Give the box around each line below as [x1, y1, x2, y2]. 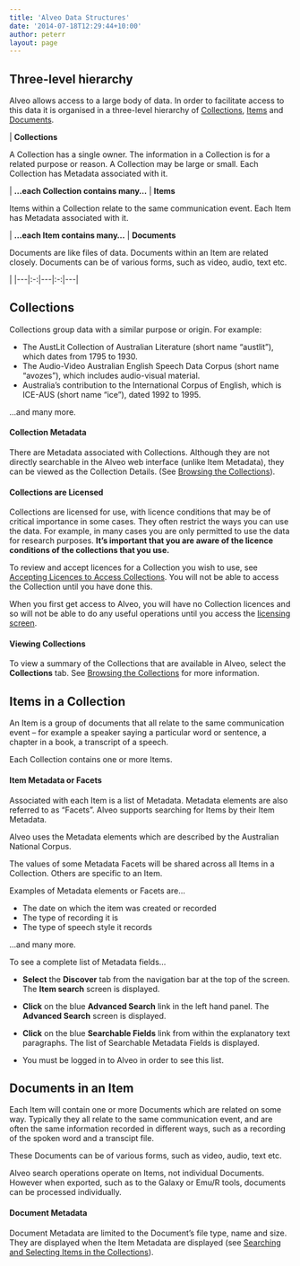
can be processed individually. [9, 1187, 123, 1198]
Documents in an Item [9, 1080, 134, 1095]
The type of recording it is [21, 912, 119, 923]
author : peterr [9, 30, 66, 39]
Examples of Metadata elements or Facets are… [9, 885, 186, 896]
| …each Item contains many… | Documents [9, 230, 176, 241]
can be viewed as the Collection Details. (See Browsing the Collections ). [9, 466, 276, 477]
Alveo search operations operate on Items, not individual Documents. [9, 1168, 265, 1179]
